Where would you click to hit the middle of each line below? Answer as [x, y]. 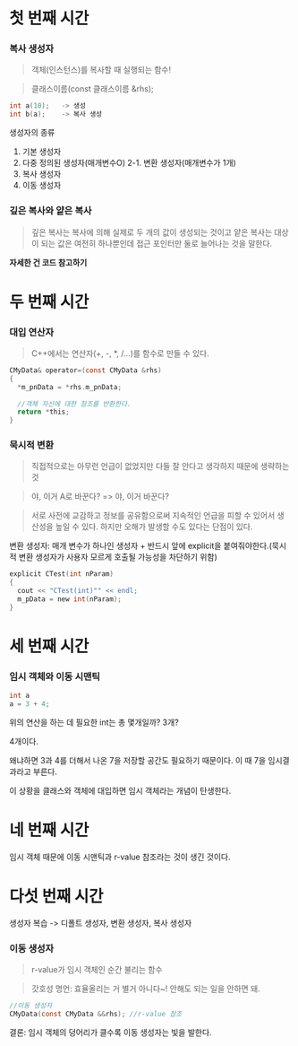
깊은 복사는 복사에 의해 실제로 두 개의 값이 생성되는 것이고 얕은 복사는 [152, 232]
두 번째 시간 [49, 302]
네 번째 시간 [49, 830]
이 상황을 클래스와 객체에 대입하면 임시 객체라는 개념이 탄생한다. [120, 791]
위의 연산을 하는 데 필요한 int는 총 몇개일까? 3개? [94, 722]
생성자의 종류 [32, 133]
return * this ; [43, 412]
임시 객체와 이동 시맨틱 [55, 676]
